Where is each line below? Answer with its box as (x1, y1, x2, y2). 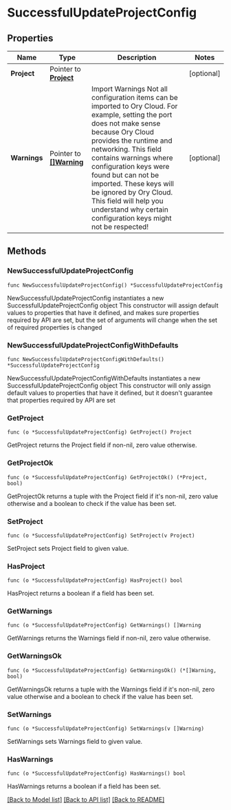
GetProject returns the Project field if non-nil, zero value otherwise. (7, 441, 197, 449)
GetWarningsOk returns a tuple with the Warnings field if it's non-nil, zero (7, 685, 215, 693)
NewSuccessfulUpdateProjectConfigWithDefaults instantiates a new (7, 374, 201, 382)
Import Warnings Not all (91, 84, 168, 94)
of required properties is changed (7, 323, 102, 332)
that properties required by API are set (7, 396, 115, 404)
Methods (7, 245, 47, 257)
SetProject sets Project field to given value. (7, 544, 129, 552)
